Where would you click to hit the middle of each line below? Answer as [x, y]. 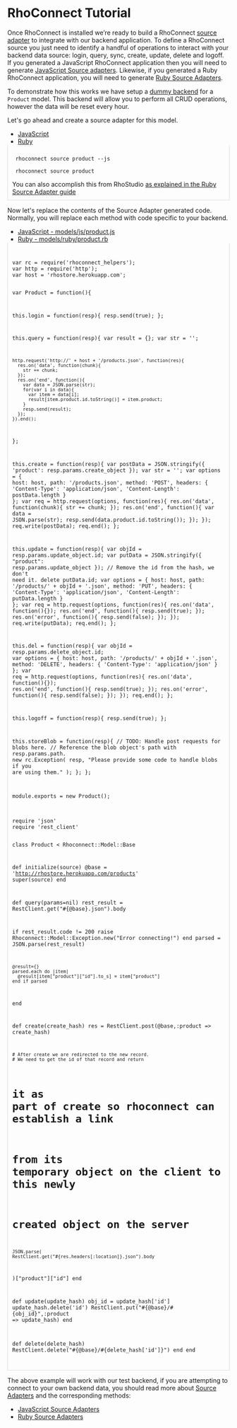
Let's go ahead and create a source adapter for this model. [93, 120]
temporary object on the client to [116, 1172]
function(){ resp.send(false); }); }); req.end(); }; [93, 696]
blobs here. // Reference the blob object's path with [95, 748]
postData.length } [39, 495]
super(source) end [39, 880]
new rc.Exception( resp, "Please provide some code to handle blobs [115, 760]
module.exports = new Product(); [61, 796]
